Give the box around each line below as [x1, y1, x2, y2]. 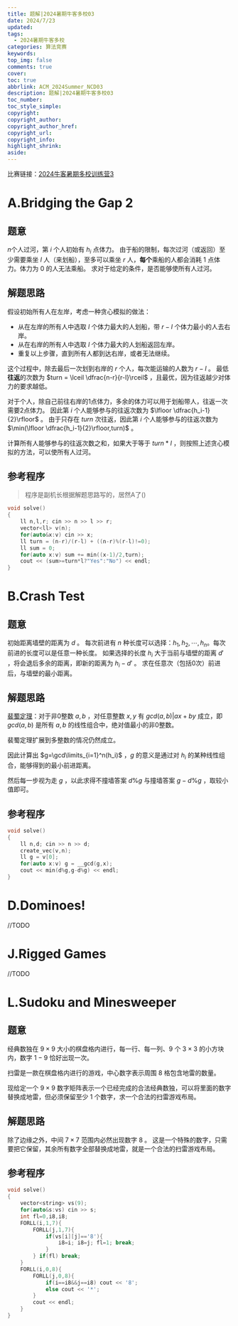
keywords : [7, 50, 37, 58]
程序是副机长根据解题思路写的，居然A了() [24, 491, 146, 499]
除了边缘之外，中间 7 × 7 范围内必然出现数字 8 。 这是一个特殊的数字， [7, 1135, 215, 1144]
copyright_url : [7, 129, 53, 137]
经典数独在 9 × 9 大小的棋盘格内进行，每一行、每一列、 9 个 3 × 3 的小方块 [7, 1044, 225, 1053]
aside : [7, 149, 27, 156]
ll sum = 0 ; [20, 545, 55, 552]
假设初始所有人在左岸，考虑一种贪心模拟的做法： [7, 307, 151, 316]
